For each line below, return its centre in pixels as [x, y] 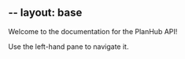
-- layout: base [45, 13]
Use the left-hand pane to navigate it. [68, 47]
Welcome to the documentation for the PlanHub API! [93, 31]
